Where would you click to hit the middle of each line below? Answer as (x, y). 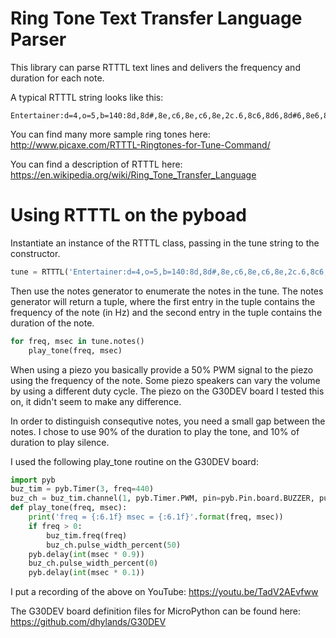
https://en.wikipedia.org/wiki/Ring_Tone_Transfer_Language (133, 174)
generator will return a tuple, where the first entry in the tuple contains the (163, 301)
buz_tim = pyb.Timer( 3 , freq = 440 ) (82, 489)
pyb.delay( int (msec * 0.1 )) (86, 573)
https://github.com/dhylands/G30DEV (88, 622)
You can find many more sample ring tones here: (110, 134)
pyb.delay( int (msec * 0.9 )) (86, 554)
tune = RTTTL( (40, 272)
